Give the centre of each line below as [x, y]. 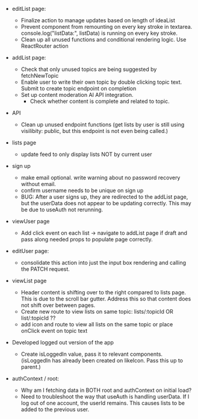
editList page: [29, 9]
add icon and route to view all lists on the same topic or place [97, 324]
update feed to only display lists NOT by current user [86, 154]
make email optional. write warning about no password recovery [101, 178]
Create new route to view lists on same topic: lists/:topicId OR [97, 312]
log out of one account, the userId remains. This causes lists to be [103, 403]
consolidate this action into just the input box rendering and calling [104, 262]
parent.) [31, 367]
